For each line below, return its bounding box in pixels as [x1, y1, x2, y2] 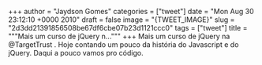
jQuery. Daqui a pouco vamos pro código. [8, 49, 144, 57]
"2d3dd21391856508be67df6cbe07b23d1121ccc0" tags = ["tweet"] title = [8, 23, 248, 32]
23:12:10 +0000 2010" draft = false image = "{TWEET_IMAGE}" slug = [8, 15, 235, 24]
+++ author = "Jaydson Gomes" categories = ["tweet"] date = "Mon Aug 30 [8, 7, 254, 16]
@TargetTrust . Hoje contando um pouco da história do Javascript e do [8, 40, 239, 49]
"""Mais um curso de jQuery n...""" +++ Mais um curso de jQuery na [8, 31, 230, 41]
